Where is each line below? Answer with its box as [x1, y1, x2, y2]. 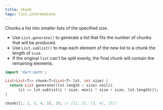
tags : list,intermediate [5, 12, 56, 17]
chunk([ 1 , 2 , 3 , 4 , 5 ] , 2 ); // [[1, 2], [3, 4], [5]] [5, 101, 117, 106]
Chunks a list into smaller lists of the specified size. [5, 25, 109, 31]
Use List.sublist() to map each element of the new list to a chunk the [12, 45, 156, 51]
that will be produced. [12, 39, 56, 45]
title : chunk [5, 7, 32, 12]
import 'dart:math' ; [5, 70, 47, 74]
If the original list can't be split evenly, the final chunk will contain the [12, 55, 155, 61]
